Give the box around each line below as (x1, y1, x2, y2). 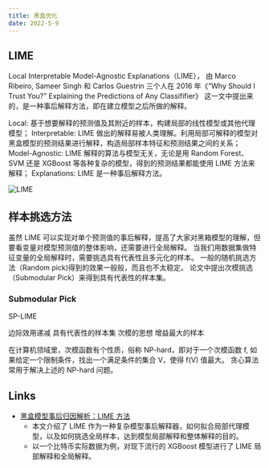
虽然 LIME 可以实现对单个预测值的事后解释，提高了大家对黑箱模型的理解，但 (8, 233, 261, 242)
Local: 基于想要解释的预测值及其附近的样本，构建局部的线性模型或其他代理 (8, 118, 255, 128)
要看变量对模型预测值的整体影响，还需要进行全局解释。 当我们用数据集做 (8, 242, 250, 253)
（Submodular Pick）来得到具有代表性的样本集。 (8, 273, 170, 283)
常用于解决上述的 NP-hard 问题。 (8, 365, 118, 375)
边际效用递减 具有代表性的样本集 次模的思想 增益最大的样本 (8, 328, 205, 338)
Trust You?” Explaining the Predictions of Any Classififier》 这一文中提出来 (8, 92, 255, 101)
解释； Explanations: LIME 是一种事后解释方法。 (8, 169, 167, 178)
